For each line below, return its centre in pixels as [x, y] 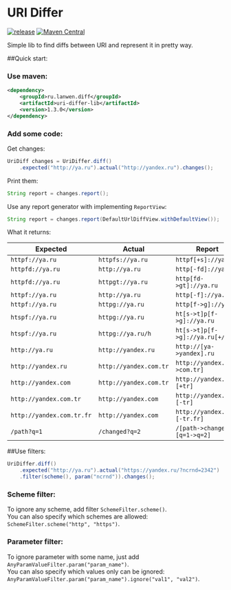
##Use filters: [26, 451]
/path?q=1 [26, 432]
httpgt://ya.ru [123, 282]
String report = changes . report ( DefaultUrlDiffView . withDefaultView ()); [113, 219]
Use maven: [27, 76]
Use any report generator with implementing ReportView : [87, 206]
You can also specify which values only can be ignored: [86, 571]
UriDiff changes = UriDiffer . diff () [59, 161]
